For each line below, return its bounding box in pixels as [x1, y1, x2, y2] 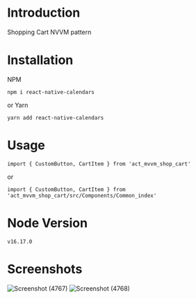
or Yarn [7, 101, 28, 109]
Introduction [7, 5, 81, 21]
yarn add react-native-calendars [7, 114, 104, 121]
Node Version [7, 216, 88, 231]
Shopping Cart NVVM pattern [7, 28, 92, 36]
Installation [7, 52, 74, 68]
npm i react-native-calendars [7, 88, 95, 95]
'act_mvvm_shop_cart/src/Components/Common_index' [7, 192, 157, 199]
